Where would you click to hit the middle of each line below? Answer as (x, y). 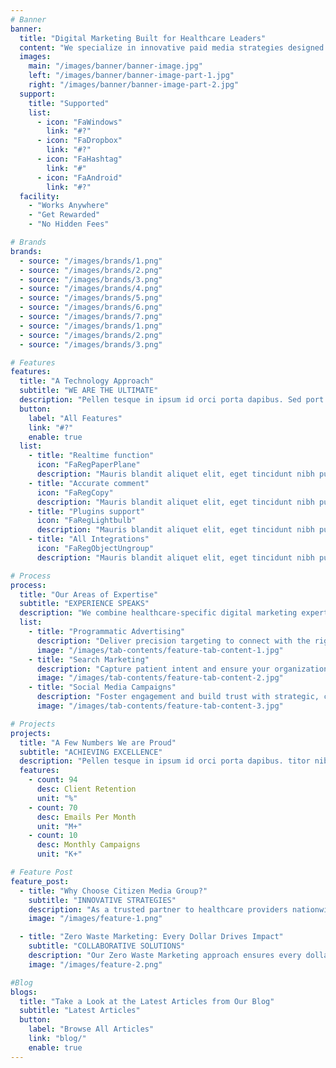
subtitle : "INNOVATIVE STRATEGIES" (102, 900)
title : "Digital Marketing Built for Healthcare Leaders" (143, 38)
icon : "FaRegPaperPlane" (88, 465)
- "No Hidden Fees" (69, 224)
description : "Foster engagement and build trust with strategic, (178, 697)
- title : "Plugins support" (86, 511)
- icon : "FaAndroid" (79, 177)
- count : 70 (53, 807)
